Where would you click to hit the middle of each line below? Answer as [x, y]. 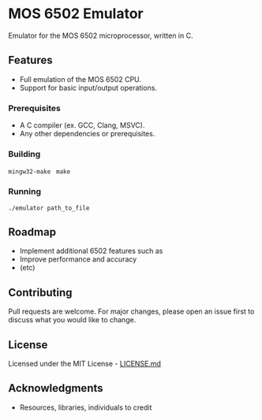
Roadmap [32, 232]
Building [24, 154]
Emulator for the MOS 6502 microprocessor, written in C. [101, 35]
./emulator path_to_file [49, 208]
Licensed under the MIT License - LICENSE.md [85, 364]
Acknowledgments [56, 388]
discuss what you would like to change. [72, 320]
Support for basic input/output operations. [88, 87]
